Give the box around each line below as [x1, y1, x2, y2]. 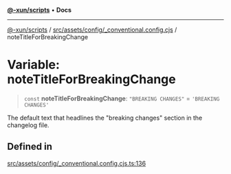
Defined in [7, 141, 53, 153]
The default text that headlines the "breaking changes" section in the [7, 113, 203, 122]
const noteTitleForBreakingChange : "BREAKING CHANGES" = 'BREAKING [23, 94, 220, 102]
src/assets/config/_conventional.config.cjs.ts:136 [7, 159, 146, 167]
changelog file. [7, 120, 49, 129]
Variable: [7, 57, 60, 73]
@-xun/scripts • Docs [7, 6, 72, 14]
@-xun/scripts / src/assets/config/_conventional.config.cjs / [7, 25, 177, 34]
